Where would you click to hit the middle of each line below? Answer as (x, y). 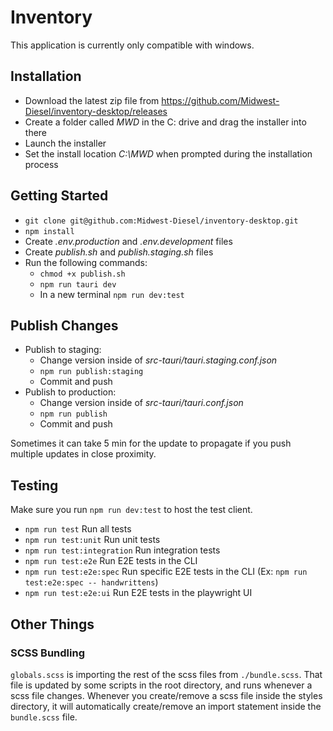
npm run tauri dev (78, 284)
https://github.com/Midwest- (220, 100)
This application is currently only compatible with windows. (132, 45)
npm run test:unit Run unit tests (92, 540)
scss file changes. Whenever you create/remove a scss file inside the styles (166, 695)
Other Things (52, 624)
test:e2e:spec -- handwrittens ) (91, 582)
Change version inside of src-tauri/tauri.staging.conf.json (158, 360)
